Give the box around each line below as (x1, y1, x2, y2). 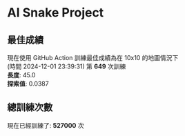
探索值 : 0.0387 (7, 79, 50, 88)
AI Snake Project (7, 5, 104, 21)
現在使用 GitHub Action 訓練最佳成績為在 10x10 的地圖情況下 (7, 54, 179, 61)
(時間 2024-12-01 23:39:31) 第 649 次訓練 (7, 62, 126, 70)
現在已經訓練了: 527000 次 (7, 121, 84, 129)
